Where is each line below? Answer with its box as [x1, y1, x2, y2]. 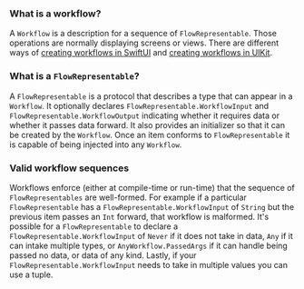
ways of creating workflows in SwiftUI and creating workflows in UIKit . [9, 47, 273, 58]
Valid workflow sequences [9, 162, 130, 174]
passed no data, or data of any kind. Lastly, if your [9, 249, 197, 261]
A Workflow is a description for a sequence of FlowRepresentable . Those [9, 28, 277, 39]
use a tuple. [9, 269, 54, 280]
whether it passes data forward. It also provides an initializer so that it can [9, 119, 286, 130]
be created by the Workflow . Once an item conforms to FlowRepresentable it [9, 129, 290, 140]
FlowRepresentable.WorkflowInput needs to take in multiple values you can [9, 259, 289, 270]
